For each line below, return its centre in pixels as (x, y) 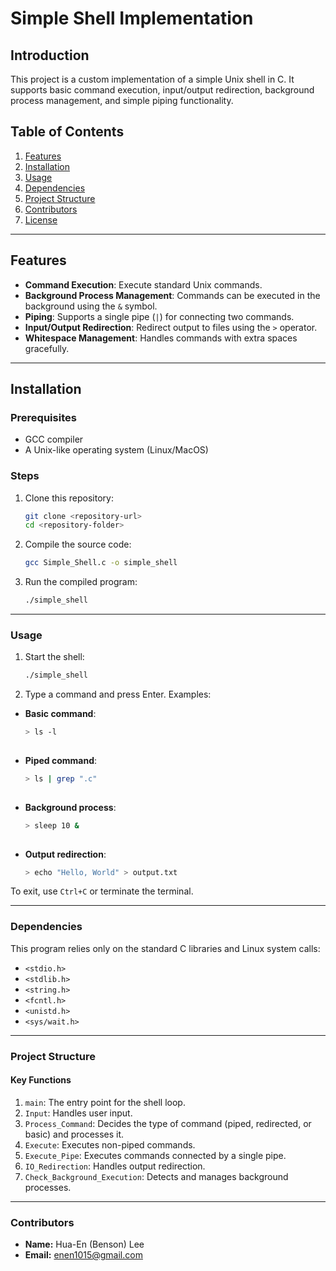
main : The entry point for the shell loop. (105, 1102)
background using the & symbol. (91, 306)
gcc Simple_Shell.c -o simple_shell (101, 563)
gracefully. (47, 348)
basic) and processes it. (74, 1134)
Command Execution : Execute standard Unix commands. (143, 284)
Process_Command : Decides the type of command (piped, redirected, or (168, 1123)
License (41, 219)
